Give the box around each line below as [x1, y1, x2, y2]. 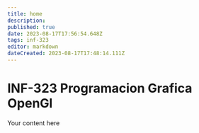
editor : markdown [7, 43, 59, 50]
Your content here [7, 118, 60, 127]
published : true [7, 23, 55, 30]
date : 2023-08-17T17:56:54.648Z [7, 30, 103, 37]
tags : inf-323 [7, 37, 50, 44]
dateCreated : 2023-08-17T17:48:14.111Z [7, 50, 125, 57]
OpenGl [7, 96, 53, 112]
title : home [7, 10, 42, 18]
